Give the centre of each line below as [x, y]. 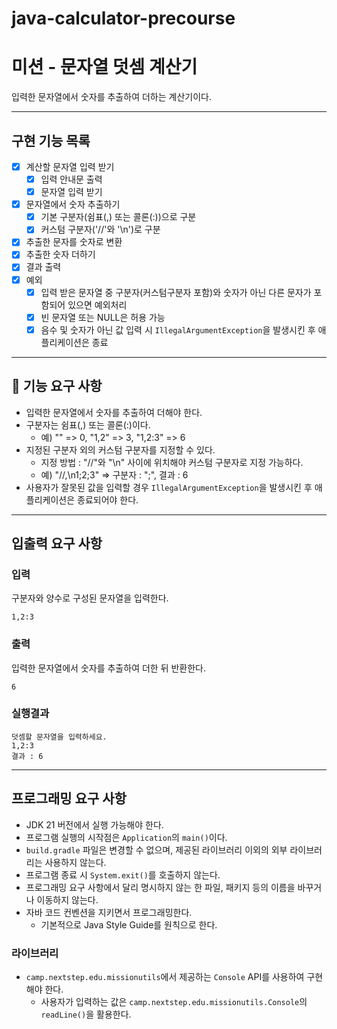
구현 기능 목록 [51, 140]
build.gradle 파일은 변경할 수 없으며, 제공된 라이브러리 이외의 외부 [156, 849]
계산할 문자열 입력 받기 [70, 166]
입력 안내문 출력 [71, 179]
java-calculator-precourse [123, 18]
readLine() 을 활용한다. [86, 1014]
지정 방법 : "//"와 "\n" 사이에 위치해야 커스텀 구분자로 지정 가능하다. [172, 462]
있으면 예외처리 [97, 304]
